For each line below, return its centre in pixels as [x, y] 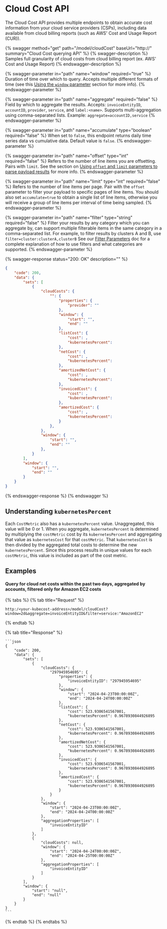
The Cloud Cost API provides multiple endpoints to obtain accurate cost [79, 22]
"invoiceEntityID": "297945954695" [104, 681]
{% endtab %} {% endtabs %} [36, 922]
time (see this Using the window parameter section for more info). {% [75, 84]
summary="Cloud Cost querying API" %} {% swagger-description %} [77, 53]
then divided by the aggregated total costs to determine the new [71, 545]
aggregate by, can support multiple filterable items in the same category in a [83, 228]
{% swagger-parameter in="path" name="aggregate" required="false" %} [82, 99]
